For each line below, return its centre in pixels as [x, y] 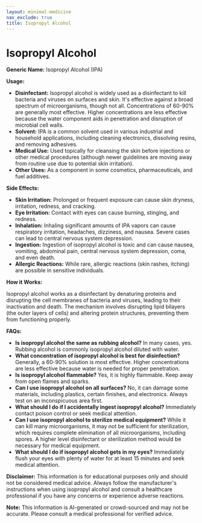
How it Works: [24, 282]
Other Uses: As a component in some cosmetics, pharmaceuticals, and [104, 170]
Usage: [16, 82]
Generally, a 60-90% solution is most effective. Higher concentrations [102, 362]
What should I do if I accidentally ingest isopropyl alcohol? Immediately [106, 407]
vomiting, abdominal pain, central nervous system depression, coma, [101, 251]
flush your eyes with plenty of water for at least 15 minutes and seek [100, 458]
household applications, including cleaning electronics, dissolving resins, [106, 138]
